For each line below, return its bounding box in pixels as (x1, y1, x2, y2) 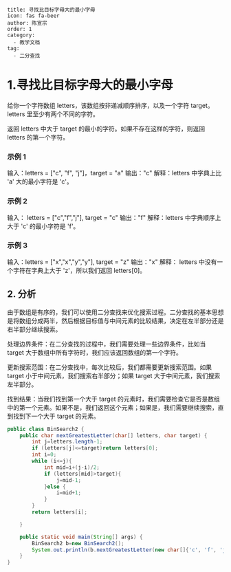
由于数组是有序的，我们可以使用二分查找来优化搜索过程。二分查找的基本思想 (7, 308, 224, 316)
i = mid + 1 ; (56, 489, 81, 496)
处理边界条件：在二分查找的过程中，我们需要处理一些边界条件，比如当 (7, 340, 206, 348)
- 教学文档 (13, 39, 41, 46)
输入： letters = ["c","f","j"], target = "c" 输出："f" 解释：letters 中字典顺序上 (7, 213, 221, 221)
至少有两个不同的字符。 (32, 109, 100, 118)
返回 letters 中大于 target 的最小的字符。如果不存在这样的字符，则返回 (7, 124, 206, 133)
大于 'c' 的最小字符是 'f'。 (7, 222, 80, 230)
